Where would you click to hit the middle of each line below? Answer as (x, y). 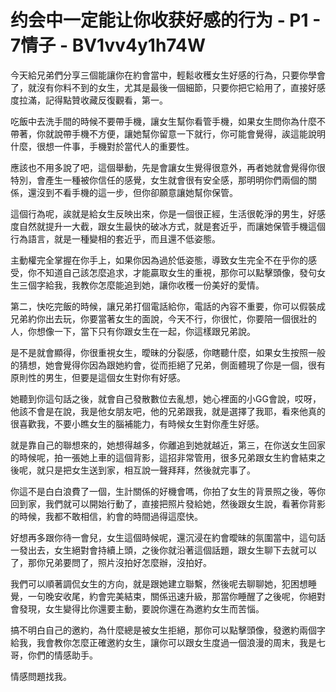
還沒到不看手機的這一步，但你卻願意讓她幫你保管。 (132, 192)
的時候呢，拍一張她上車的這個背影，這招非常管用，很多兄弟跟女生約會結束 (163, 457)
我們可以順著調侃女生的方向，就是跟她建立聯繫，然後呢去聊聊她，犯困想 (159, 583)
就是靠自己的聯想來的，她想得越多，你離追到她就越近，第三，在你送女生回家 (168, 445)
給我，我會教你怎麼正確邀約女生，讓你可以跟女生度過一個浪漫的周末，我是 (163, 642)
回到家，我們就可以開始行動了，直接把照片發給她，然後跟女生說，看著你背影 (168, 503)
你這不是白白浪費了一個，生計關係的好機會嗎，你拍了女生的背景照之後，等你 (168, 491)
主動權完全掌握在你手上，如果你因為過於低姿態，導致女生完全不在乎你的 (159, 260)
